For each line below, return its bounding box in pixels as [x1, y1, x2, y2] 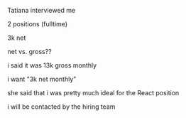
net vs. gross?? [7, 48, 52, 55]
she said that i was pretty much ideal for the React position [7, 89, 180, 97]
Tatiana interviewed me [7, 6, 76, 14]
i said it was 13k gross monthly [7, 61, 97, 70]
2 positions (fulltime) [7, 20, 68, 28]
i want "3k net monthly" [7, 75, 77, 83]
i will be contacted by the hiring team [7, 102, 116, 111]
